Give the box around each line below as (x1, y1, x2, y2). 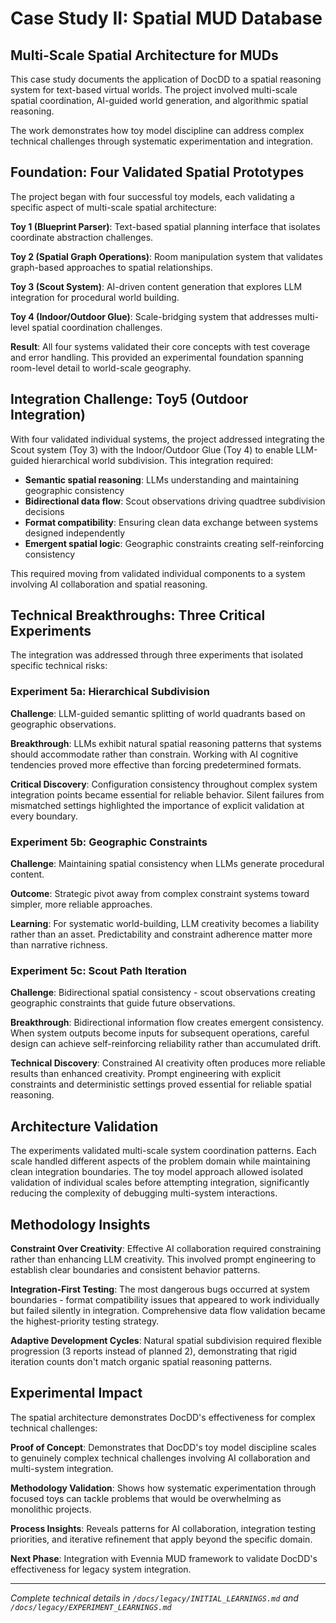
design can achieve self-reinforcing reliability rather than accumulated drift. (10, 1038, 322, 1050)
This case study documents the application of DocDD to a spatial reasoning (10, 73, 322, 85)
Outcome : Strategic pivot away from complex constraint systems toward (10, 888, 310, 900)
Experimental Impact (10, 1385, 143, 1402)
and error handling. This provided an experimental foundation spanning (10, 351, 304, 363)
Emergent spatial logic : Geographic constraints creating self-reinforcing (24, 537, 324, 549)
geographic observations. (10, 718, 117, 730)
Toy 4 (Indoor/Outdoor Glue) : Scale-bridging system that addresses (10, 310, 293, 322)
